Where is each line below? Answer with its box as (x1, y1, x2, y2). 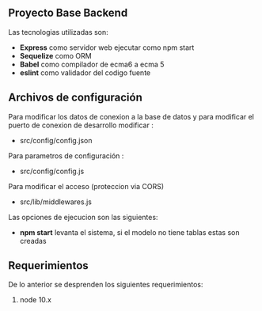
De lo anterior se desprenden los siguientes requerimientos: (8, 280, 203, 290)
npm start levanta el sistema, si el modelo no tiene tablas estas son (19, 227, 240, 237)
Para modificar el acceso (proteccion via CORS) (8, 181, 165, 191)
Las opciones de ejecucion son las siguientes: (8, 212, 158, 222)
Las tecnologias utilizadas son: (8, 27, 108, 36)
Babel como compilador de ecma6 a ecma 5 (19, 59, 165, 69)
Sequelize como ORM (19, 51, 93, 60)
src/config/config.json (19, 135, 93, 145)
